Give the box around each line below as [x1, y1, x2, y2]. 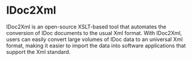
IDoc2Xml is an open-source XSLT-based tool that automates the [6, 23, 166, 30]
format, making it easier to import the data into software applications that [6, 42, 186, 49]
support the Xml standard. [6, 48, 71, 55]
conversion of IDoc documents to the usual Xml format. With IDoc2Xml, [6, 29, 182, 36]
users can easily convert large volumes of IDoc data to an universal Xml [6, 36, 183, 43]
